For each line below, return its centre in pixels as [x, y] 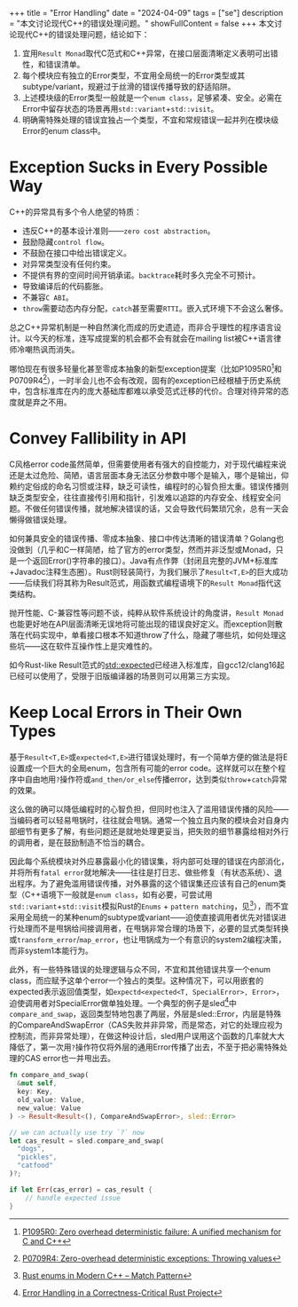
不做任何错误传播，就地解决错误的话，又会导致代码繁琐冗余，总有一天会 [157, 508]
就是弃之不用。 [44, 402]
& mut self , [37, 1083]
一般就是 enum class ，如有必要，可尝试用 [138, 894]
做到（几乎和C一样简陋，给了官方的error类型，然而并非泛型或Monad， [146, 550]
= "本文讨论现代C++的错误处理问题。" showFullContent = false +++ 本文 [142, 23]
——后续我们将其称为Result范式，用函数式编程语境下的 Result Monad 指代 [141, 583]
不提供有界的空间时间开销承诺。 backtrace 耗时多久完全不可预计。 [141, 275]
